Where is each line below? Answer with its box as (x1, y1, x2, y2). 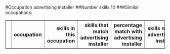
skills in (56, 25, 75, 31)
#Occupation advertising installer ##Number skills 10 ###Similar (5, 4, 139, 10)
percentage (113, 22, 143, 28)
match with (114, 28, 143, 34)
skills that (84, 22, 109, 28)
